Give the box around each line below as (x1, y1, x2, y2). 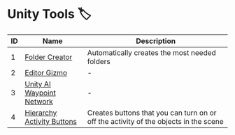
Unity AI (24, 79, 51, 88)
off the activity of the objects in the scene (87, 116, 224, 126)
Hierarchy (24, 108, 57, 118)
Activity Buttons (24, 116, 77, 126)
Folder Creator (24, 52, 73, 62)
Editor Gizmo (24, 67, 68, 77)
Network (24, 96, 54, 106)
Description (136, 36, 176, 46)
